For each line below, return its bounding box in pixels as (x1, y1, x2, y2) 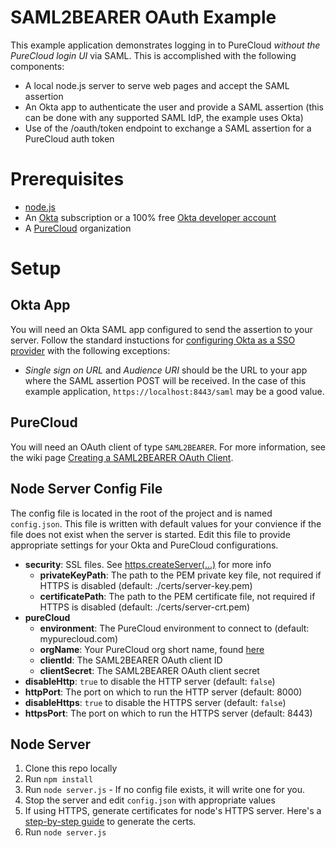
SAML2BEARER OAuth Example (10, 6, 277, 29)
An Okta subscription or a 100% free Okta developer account (24, 211, 277, 223)
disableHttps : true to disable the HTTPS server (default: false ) (24, 696, 287, 708)
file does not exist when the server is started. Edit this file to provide (10, 528, 291, 540)
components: (10, 60, 65, 72)
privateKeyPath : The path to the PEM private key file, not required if (39, 569, 322, 581)
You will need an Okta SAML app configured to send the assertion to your (10, 323, 313, 335)
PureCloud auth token (24, 132, 115, 145)
